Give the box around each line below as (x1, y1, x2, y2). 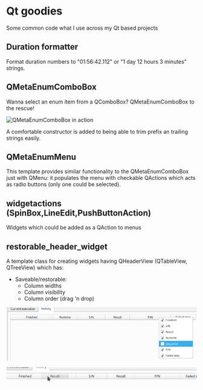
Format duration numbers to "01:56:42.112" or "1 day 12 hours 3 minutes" (6, 58, 187, 65)
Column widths (24, 282, 62, 289)
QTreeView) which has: (6, 264, 64, 271)
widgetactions (6, 198, 62, 208)
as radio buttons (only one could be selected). (6, 180, 121, 188)
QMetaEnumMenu (6, 151, 77, 162)
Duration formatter (6, 42, 79, 52)
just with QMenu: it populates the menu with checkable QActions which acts (6, 174, 196, 182)
